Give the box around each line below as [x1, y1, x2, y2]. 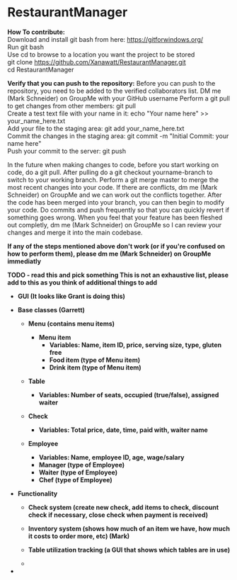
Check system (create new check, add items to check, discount [28, 503, 219, 511]
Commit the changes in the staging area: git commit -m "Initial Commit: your [7, 132, 229, 140]
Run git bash [7, 42, 45, 51]
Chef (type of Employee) [38, 475, 112, 484]
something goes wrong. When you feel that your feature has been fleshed [7, 213, 223, 222]
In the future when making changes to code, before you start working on [7, 160, 219, 169]
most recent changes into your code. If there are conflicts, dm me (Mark [7, 183, 218, 191]
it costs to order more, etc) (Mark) [28, 532, 130, 540]
